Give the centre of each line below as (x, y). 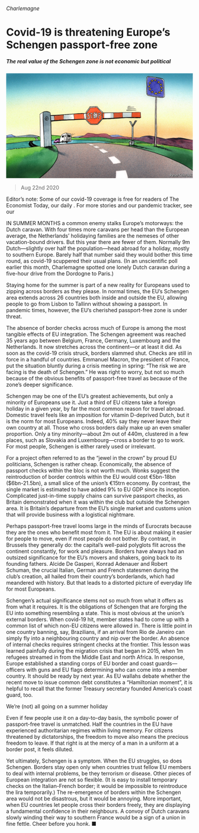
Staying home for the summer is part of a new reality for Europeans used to (98, 285)
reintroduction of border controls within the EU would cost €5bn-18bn (91, 477)
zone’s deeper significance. (40, 385)
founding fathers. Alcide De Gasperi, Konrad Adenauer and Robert (87, 564)
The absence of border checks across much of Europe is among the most (96, 328)
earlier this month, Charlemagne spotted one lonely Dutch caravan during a (98, 267)
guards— (166, 664)
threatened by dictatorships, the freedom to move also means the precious (97, 737)
